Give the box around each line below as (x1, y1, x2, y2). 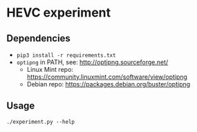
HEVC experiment (6, 5, 111, 21)
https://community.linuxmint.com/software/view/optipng (26, 73, 188, 81)
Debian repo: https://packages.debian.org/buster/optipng (26, 80, 191, 88)
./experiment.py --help (6, 118, 75, 125)
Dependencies (6, 32, 71, 44)
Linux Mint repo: (26, 66, 74, 73)
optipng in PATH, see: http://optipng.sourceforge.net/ (16, 58, 169, 66)
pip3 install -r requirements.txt (16, 52, 116, 59)
